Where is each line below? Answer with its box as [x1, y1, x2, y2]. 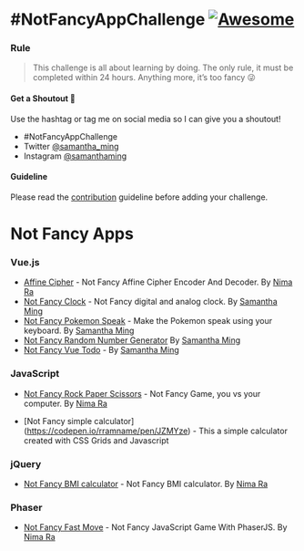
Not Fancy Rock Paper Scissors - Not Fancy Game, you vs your [23, 388, 261, 399]
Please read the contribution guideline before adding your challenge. [10, 192, 269, 203]
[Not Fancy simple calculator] [23, 415, 135, 426]
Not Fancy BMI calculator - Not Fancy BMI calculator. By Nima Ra [23, 478, 269, 489]
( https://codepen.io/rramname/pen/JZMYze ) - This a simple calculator [23, 425, 288, 436]
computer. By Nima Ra [23, 398, 108, 409]
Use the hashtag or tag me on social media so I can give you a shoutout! [10, 113, 281, 124]
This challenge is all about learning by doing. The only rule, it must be [32, 62, 294, 73]
